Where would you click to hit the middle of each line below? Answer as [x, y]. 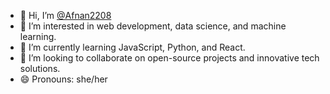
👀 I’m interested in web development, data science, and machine [153, 26]
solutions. [40, 68]
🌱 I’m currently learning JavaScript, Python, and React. [132, 47]
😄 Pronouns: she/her [63, 79]
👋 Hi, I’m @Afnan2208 [65, 15]
